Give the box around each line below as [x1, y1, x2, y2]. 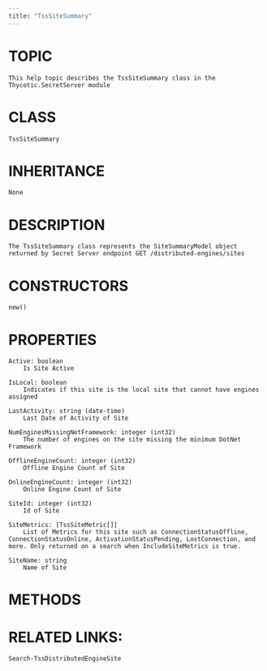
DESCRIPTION [8, 216, 106, 234]
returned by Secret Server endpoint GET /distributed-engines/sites [8, 250, 245, 258]
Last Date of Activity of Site [23, 414, 129, 423]
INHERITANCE [8, 162, 106, 180]
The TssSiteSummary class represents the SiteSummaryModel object [8, 242, 238, 251]
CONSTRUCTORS [8, 277, 129, 295]
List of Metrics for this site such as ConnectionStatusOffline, [23, 528, 249, 537]
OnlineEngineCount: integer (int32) [8, 478, 132, 486]
